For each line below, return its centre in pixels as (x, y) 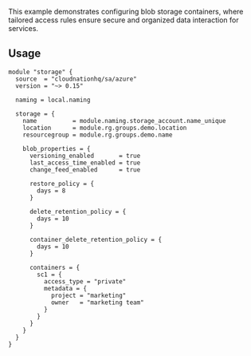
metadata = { (65, 288)
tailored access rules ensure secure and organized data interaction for (124, 20)
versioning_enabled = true (85, 156)
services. (23, 28)
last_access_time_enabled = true (85, 163)
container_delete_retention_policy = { (95, 239)
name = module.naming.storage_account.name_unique (124, 121)
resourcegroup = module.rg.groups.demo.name (98, 135)
